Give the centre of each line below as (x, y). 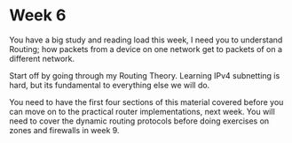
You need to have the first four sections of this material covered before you (146, 102)
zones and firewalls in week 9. (64, 130)
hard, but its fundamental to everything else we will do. (110, 85)
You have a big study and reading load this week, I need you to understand (146, 40)
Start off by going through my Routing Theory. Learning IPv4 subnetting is (145, 75)
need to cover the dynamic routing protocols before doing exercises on (139, 121)
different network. (42, 58)
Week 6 (38, 15)
